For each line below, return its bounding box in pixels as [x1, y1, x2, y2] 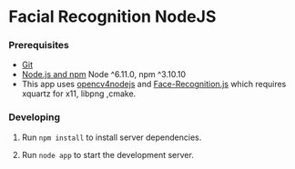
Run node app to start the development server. [21, 149, 195, 160]
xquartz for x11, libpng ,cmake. [21, 88, 137, 99]
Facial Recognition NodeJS [8, 6, 217, 27]
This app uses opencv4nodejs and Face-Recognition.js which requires [21, 79, 287, 90]
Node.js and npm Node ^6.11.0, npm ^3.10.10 [21, 69, 186, 80]
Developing [8, 111, 61, 124]
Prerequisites [8, 39, 69, 52]
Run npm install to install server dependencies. [21, 132, 202, 143]
